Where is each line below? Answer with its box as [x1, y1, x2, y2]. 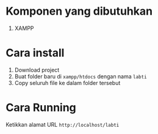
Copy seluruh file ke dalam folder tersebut [14, 79, 121, 86]
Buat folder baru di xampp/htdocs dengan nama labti [14, 72, 147, 80]
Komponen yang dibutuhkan [5, 4, 153, 18]
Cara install [5, 46, 65, 60]
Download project [14, 66, 60, 73]
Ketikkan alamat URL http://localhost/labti [5, 121, 120, 128]
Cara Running [5, 101, 77, 114]
